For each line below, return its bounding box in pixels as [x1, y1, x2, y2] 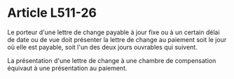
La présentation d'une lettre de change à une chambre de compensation [7, 56, 216, 64]
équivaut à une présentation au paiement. [7, 64, 128, 72]
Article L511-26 [7, 5, 97, 21]
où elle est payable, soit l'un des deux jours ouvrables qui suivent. [7, 43, 198, 51]
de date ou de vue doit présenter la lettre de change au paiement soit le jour [7, 35, 227, 43]
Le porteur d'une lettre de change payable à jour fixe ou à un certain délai [7, 28, 220, 36]
